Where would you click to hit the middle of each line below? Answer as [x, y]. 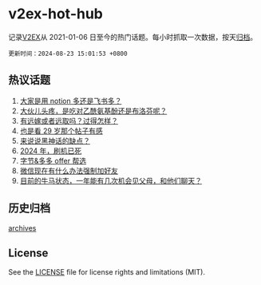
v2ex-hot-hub [56, 14]
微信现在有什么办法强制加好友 [69, 170]
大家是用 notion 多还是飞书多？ [71, 101]
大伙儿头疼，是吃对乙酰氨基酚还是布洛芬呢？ [93, 111]
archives [22, 228]
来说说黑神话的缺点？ [55, 141]
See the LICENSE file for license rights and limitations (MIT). [107, 272]
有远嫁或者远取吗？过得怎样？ [69, 121]
